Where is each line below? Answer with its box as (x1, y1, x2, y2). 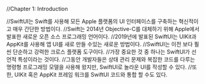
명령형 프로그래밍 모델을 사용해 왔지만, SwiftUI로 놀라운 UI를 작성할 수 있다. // (6, 63, 192, 71)
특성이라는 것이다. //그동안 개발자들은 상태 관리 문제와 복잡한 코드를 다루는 (17, 56, 195, 63)
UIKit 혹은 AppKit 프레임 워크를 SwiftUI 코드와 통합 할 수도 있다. (14, 71, 168, 78)
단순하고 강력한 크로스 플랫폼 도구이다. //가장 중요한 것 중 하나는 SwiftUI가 (12, 48, 190, 55)
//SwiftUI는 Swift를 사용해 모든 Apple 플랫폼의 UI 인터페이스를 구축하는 (6, 18, 178, 25)
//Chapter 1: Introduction (6, 5, 69, 12)
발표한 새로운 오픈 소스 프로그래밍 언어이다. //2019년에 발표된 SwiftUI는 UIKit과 (6, 33, 197, 40)
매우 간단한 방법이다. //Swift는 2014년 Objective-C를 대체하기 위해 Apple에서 (12, 26, 199, 32)
